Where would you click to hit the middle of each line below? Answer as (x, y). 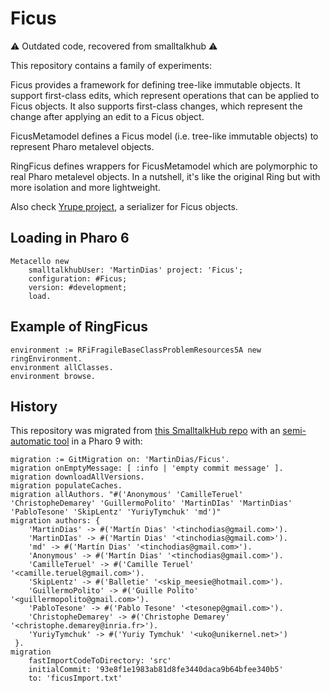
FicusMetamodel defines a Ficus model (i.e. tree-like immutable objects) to (164, 136)
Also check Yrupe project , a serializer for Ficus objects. (124, 206)
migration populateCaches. (66, 486)
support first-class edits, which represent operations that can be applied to (165, 95)
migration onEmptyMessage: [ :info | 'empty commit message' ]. (147, 468)
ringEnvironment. (46, 358)
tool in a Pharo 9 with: (98, 441)
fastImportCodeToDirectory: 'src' (100, 661)
